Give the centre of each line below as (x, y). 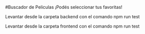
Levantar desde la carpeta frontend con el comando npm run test (72, 26)
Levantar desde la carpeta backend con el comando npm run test (72, 17)
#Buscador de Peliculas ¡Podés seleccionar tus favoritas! (64, 7)
